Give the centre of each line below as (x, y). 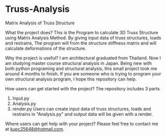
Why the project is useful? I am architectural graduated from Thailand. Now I (83, 58)
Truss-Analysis (37, 9)
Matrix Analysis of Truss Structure (40, 23)
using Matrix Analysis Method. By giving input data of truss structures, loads (83, 38)
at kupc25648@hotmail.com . (35, 129)
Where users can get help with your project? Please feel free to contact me (82, 124)
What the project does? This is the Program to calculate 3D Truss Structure (82, 32)
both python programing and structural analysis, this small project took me (81, 68)
